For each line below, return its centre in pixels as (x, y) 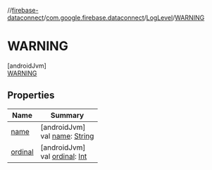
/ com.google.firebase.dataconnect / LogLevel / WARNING (124, 18)
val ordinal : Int (64, 156)
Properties (31, 96)
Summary (67, 115)
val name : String (67, 135)
